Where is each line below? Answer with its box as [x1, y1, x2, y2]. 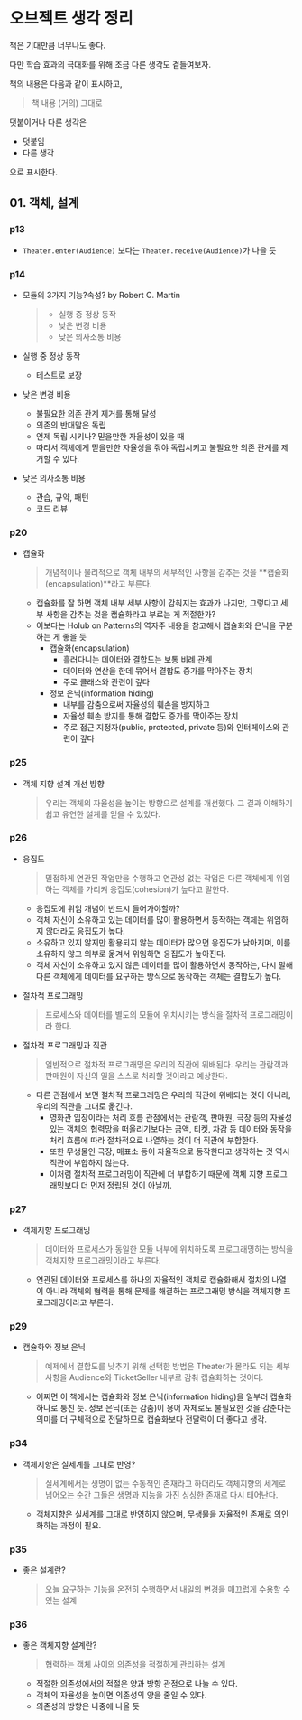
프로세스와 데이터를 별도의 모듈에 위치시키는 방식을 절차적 [44, 1009, 248, 1020]
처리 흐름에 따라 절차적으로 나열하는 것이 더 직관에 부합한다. [49, 1134, 259, 1145]
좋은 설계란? [22, 1565, 66, 1575]
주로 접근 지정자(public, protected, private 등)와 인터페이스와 [62, 722, 280, 733]
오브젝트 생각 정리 [9, 8, 133, 29]
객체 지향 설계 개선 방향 [22, 778, 105, 789]
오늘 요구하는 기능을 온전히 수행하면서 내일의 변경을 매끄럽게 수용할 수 [44, 1584, 291, 1594]
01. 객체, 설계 [9, 195, 79, 211]
